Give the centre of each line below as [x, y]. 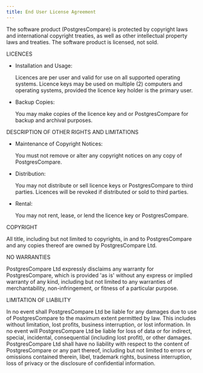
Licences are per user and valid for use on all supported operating [98, 77]
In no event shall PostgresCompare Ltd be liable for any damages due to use [101, 311]
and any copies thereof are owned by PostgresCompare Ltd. [82, 245]
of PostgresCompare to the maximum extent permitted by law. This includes [101, 318]
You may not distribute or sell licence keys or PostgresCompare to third [104, 185]
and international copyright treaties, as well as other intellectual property [97, 35]
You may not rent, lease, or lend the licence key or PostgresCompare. [102, 215]
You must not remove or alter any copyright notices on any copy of [98, 155]
